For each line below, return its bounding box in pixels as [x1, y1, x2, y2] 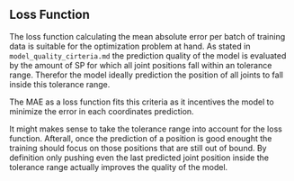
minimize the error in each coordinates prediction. [9, 105, 195, 116]
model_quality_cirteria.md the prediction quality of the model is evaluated [9, 50, 287, 61]
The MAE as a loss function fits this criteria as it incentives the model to [9, 96, 274, 107]
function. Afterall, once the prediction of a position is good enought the [9, 132, 272, 143]
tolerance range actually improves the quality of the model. [9, 161, 228, 172]
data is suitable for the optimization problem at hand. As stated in [9, 41, 251, 51]
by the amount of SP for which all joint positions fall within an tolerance [9, 59, 272, 70]
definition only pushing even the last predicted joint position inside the [9, 152, 270, 163]
